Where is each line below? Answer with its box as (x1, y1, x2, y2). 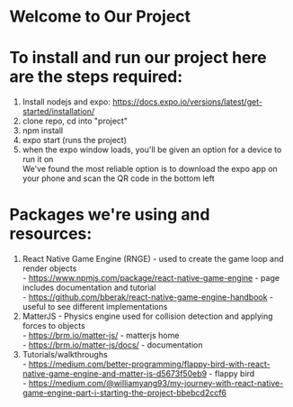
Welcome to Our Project (9, 6, 191, 27)
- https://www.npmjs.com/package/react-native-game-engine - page (22, 273, 280, 284)
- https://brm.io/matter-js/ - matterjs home (22, 330, 180, 341)
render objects (22, 263, 77, 274)
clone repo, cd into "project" (22, 115, 129, 127)
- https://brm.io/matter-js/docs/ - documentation (22, 339, 203, 350)
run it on (22, 154, 54, 165)
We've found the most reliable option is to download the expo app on (22, 164, 279, 175)
